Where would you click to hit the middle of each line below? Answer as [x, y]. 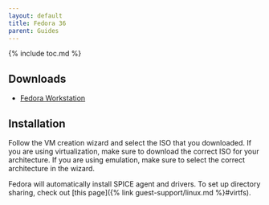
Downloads [37, 78]
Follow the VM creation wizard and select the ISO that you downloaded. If [130, 143]
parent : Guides [34, 31]
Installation [37, 123]
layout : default [35, 16]
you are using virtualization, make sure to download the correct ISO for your [134, 151]
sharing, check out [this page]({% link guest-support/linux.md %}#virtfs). [130, 193]
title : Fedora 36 [37, 23]
